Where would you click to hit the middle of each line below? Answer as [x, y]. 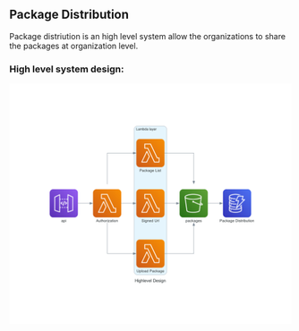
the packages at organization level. [74, 46]
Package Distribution [69, 15]
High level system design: [67, 69]
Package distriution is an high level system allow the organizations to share [148, 36]
